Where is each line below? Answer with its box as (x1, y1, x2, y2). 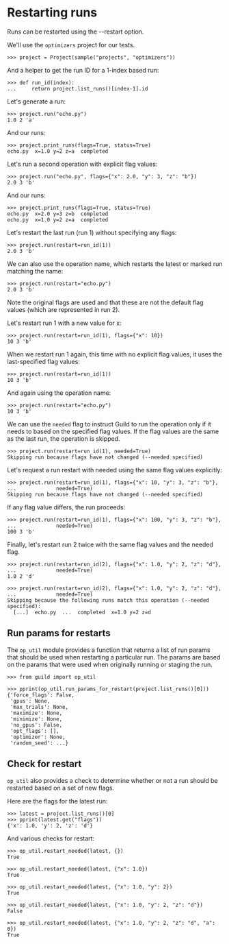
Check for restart (7, 758, 82, 770)
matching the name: (7, 267, 64, 275)
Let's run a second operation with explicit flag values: (7, 160, 158, 168)
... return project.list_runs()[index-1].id (7, 85, 148, 92)
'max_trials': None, (10, 703, 69, 710)
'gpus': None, (10, 697, 51, 704)
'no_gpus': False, (10, 721, 63, 728)
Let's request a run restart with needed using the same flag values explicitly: (7, 465, 222, 474)
